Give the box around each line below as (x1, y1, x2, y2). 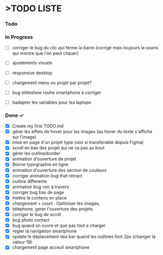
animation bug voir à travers (12, 184, 69, 190)
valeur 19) (12, 239, 32, 245)
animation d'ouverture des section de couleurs (12, 167, 107, 173)
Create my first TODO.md (12, 123, 64, 129)
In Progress (5, 34, 33, 41)
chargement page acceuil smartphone (12, 244, 90, 251)
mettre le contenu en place (12, 195, 67, 200)
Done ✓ (5, 112, 24, 118)
